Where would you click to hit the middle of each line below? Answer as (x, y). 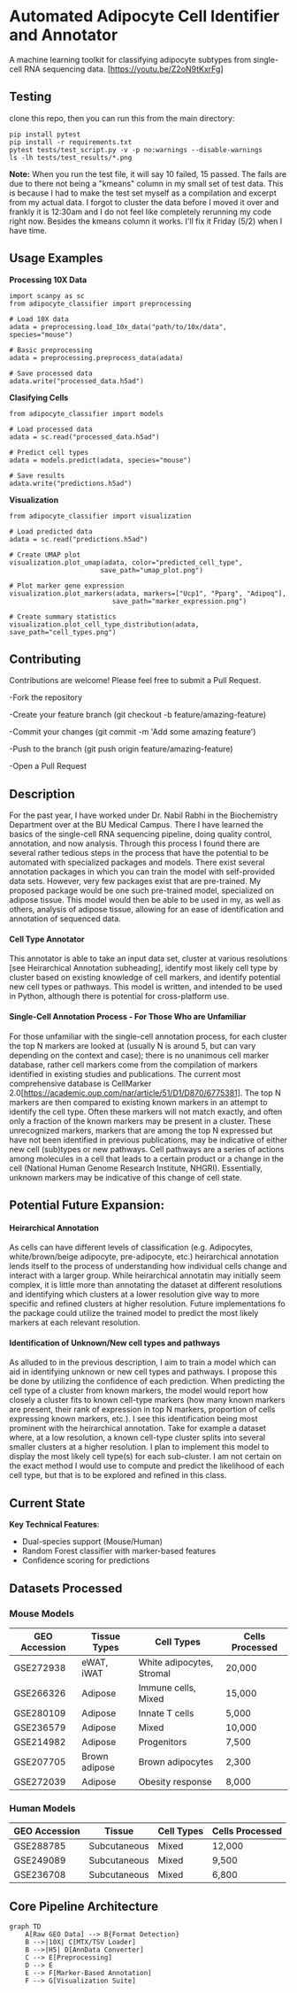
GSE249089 (40, 1860)
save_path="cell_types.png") (63, 632)
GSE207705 (40, 1761)
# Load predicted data (51, 531)
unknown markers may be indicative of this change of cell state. (126, 1177)
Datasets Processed (66, 1588)
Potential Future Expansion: (87, 1205)
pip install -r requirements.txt (71, 142)
